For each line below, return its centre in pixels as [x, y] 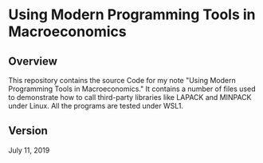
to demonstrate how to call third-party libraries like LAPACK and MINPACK [130, 97]
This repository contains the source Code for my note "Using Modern [122, 80]
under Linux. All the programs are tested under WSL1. [96, 106]
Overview [33, 61]
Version [28, 131]
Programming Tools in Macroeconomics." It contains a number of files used [132, 89]
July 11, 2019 [29, 150]
